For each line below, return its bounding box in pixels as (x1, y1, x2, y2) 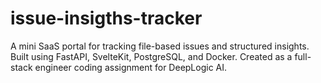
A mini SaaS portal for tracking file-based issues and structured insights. (10, 40, 310, 52)
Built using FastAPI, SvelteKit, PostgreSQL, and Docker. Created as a (10, 50, 293, 62)
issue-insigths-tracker (10, 7, 203, 30)
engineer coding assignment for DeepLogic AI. (34, 61, 228, 73)
